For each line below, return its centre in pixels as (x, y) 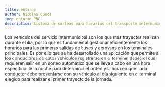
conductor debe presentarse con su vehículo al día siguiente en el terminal (81, 74)
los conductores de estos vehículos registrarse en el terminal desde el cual (81, 58)
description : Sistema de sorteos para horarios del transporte (71, 23)
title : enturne (21, 10)
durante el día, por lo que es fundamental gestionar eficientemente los (76, 43)
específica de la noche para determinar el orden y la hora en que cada (76, 69)
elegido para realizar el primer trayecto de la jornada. (59, 79)
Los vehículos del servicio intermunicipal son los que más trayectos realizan (82, 37)
